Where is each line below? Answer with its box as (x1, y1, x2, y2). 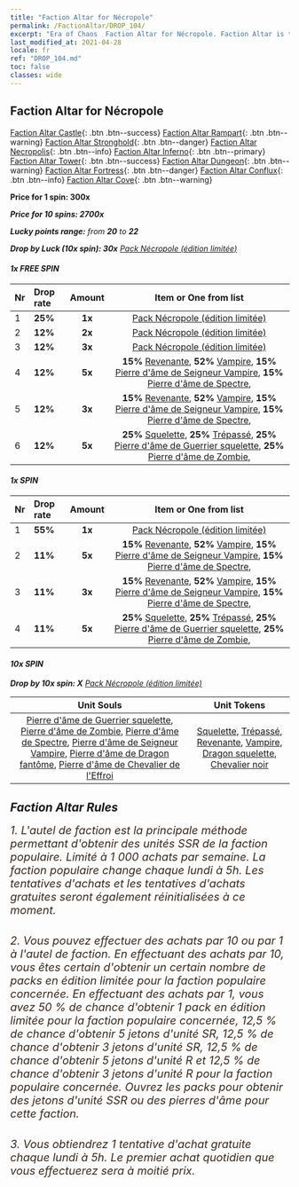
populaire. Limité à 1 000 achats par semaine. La (10, 849, 266, 864)
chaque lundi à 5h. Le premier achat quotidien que (10, 1150, 275, 1165)
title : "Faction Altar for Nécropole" (10, 12, 153, 22)
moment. (10, 902, 57, 917)
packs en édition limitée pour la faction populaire (10, 973, 267, 987)
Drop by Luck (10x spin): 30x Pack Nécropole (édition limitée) (10, 243, 238, 254)
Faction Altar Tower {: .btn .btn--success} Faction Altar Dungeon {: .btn (10, 155, 267, 166)
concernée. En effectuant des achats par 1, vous (10, 987, 264, 1001)
